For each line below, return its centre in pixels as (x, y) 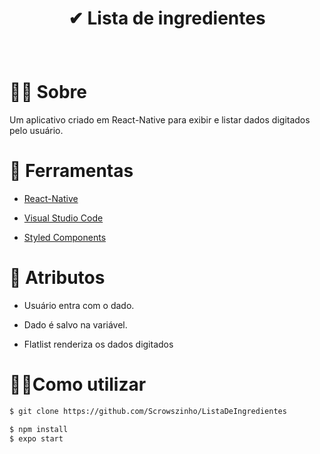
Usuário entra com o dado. (79, 305)
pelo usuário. (36, 131)
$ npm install (39, 429)
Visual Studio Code (63, 218)
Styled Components (65, 238)
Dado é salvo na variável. (75, 325)
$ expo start (36, 438)
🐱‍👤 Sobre (48, 92)
